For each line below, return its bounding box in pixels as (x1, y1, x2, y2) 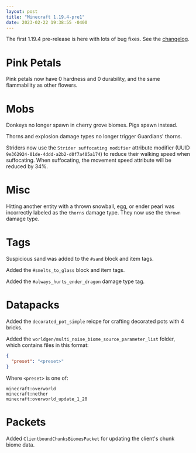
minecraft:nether (6, 391, 49, 397)
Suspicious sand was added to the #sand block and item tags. (6, 256, 154, 263)
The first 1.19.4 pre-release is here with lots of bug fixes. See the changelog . (6, 36, 190, 43)
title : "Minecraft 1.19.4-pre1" (6, 14, 85, 20)
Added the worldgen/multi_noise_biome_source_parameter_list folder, (6, 335, 176, 343)
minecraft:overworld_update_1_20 (6, 396, 88, 402)
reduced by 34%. (6, 163, 49, 170)
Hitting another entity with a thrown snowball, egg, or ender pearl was (6, 203, 175, 210)
